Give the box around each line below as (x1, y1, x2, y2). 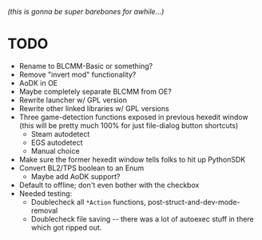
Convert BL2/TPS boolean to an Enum (18, 163, 145, 173)
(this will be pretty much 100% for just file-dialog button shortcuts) (18, 120, 239, 130)
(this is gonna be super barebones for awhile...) (7, 7, 165, 16)
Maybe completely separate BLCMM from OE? (18, 86, 173, 96)
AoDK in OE (18, 78, 58, 87)
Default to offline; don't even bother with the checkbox (18, 180, 200, 190)
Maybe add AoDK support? (30, 171, 121, 181)
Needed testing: (18, 188, 73, 198)
